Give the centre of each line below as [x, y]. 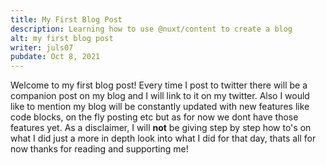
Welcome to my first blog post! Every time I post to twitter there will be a [159, 85]
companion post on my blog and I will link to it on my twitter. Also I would [160, 96]
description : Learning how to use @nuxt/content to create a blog [151, 29]
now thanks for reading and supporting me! [99, 149]
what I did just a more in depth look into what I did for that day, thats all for [163, 138]
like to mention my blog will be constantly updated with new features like [160, 107]
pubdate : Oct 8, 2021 [55, 57]
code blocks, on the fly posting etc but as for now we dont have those [154, 117]
